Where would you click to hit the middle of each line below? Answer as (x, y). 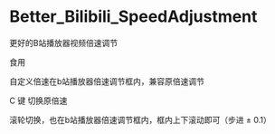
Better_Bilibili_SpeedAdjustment (133, 17)
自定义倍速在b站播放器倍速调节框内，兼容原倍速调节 (107, 81)
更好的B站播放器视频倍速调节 (64, 43)
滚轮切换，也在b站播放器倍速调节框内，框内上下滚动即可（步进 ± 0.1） (140, 120)
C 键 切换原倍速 (38, 100)
